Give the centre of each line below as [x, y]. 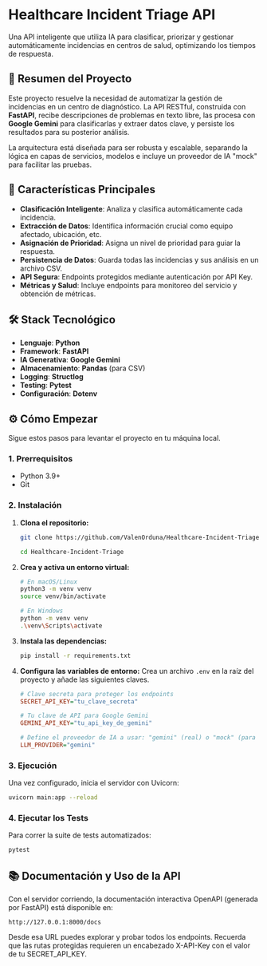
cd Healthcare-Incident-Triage [72, 552]
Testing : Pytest [45, 386]
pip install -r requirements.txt [75, 655]
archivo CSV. [41, 268]
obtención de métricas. [58, 294]
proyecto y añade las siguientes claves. [84, 679]
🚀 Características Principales [82, 190]
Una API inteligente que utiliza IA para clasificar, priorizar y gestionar [121, 37]
